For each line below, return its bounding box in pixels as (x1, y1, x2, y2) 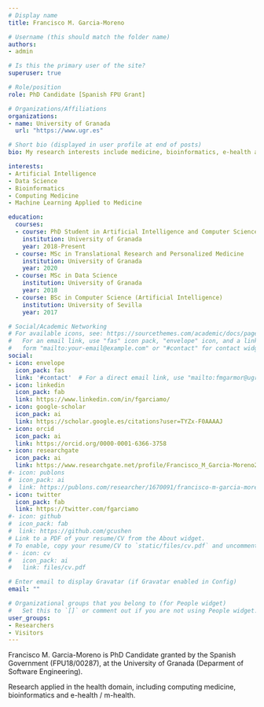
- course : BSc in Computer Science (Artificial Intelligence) (15, 293, 223, 301)
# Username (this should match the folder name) (8, 33, 170, 41)
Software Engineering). (8, 667, 83, 676)
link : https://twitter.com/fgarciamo (15, 505, 139, 514)
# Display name (8, 11, 58, 20)
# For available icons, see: (8, 330, 104, 338)
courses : (15, 221, 44, 229)
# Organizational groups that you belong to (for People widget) (8, 599, 226, 607)
